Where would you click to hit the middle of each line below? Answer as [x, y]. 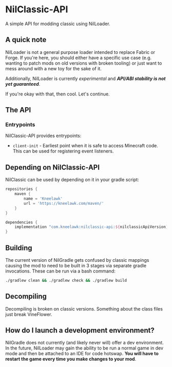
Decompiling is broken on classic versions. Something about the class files [84, 308]
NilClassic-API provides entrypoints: [44, 136]
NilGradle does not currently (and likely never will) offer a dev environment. [84, 343]
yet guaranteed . [23, 84]
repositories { [21, 189]
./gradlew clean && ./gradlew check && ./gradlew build [66, 280]
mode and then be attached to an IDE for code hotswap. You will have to [82, 354]
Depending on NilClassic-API [52, 167]
